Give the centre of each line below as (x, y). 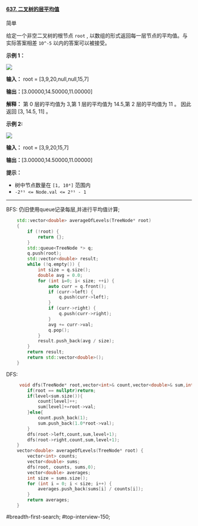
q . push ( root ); (44, 253)
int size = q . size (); (64, 270)
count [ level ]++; (57, 401)
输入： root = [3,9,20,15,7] (37, 148)
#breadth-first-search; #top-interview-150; (58, 517)
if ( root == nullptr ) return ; (62, 391)
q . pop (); (59, 330)
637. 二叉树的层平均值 (33, 9)
